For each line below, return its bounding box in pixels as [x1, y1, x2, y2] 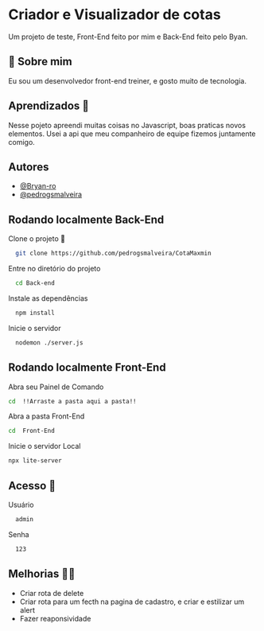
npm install [15, 309, 56, 317]
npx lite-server [8, 457, 62, 465]
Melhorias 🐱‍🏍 [8, 567, 76, 581]
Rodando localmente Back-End [8, 212, 165, 226]
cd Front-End [8, 427, 56, 435]
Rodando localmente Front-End [8, 360, 166, 375]
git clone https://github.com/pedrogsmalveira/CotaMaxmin [15, 249, 212, 258]
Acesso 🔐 [8, 479, 56, 493]
